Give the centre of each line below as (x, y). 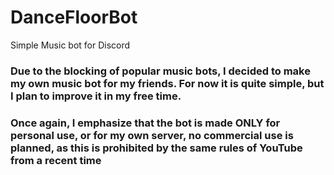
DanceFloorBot (74, 17)
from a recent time (56, 160)
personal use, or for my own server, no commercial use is (152, 135)
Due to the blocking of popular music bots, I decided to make (160, 71)
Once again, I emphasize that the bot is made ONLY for (145, 123)
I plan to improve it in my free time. (96, 96)
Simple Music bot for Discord (70, 45)
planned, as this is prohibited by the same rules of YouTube (156, 148)
